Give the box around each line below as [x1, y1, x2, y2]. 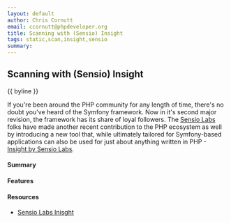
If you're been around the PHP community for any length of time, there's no [7, 100, 225, 109]
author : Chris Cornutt [7, 17, 73, 24]
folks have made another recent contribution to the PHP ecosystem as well [7, 123, 222, 131]
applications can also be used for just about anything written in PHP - [7, 137, 207, 146]
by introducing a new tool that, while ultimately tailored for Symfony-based [7, 130, 222, 138]
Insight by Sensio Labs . [7, 144, 75, 153]
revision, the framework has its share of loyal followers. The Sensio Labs [7, 115, 216, 123]
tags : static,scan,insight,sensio [7, 36, 108, 43]
